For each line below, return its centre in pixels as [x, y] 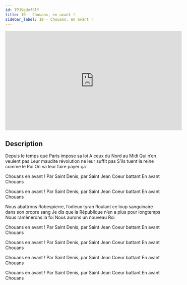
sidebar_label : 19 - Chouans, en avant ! [49, 19]
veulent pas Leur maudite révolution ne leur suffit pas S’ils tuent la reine [80, 161]
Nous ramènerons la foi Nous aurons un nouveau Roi [60, 217]
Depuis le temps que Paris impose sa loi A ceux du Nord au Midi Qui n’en [81, 156]
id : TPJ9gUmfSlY [22, 10]
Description [24, 144]
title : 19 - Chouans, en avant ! [40, 15]
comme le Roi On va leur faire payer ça [46, 167]
